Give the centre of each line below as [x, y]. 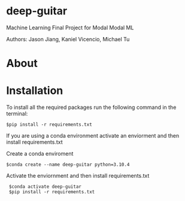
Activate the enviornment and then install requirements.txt [78, 176]
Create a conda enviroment [40, 154]
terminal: [17, 114]
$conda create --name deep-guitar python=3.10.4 [68, 165]
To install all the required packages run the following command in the [91, 107]
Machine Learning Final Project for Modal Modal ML [70, 28]
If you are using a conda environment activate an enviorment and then [93, 136]
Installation [35, 91]
